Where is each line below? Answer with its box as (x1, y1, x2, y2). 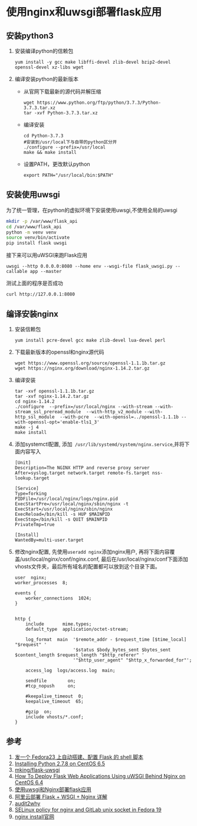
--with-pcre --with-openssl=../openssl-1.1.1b (60, 414, 179, 420)
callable (6, 269, 28, 275)
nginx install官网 (14, 813, 55, 820)
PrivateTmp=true (14, 522, 55, 528)
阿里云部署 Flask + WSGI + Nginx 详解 (14, 793, 107, 800)
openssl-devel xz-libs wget (14, 64, 84, 70)
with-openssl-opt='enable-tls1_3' (14, 419, 100, 425)
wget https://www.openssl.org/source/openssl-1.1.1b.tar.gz (14, 360, 166, 366)
